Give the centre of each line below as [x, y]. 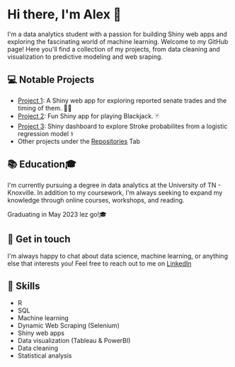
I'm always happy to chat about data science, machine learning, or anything [118, 256]
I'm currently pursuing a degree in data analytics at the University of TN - [114, 185]
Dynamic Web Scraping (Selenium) [69, 326]
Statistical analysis [45, 356]
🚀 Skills [24, 286]
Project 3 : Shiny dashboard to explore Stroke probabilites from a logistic [122, 126]
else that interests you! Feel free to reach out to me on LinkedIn [99, 264]
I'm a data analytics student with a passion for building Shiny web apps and [117, 34]
